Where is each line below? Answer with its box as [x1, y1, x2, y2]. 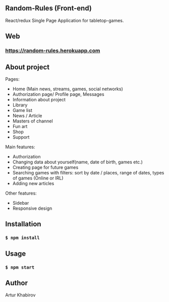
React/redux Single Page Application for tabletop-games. [5, 17, 124, 23]
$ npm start [5, 264, 35, 270]
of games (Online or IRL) [12, 175, 64, 181]
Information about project [12, 96, 66, 102]
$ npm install [5, 235, 40, 241]
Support [12, 134, 30, 140]
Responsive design [12, 205, 52, 211]
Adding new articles [12, 180, 54, 186]
